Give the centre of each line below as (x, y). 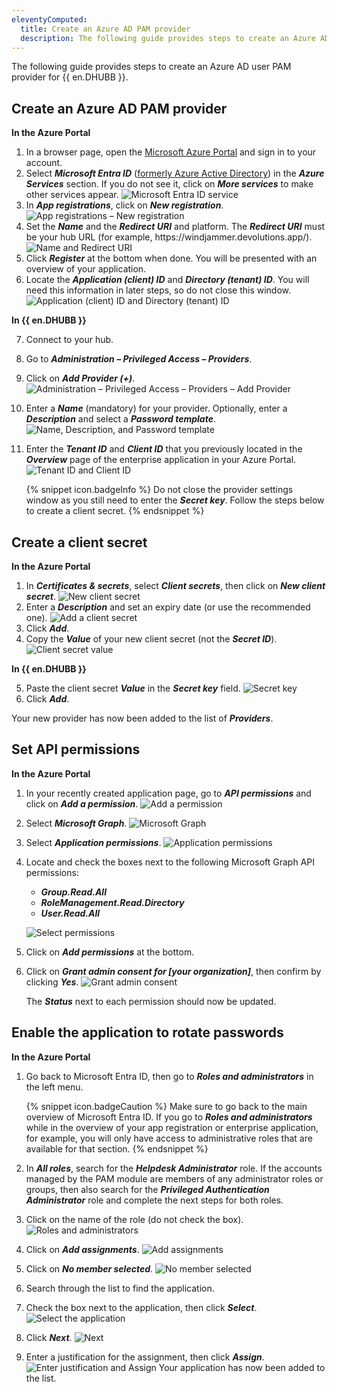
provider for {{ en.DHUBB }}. (70, 77)
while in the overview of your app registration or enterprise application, (172, 1127)
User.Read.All (70, 913)
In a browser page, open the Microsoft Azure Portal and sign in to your (171, 152)
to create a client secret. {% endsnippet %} (115, 511)
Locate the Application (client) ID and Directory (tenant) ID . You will (167, 280)
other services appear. (72, 195)
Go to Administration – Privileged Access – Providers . (139, 359)
